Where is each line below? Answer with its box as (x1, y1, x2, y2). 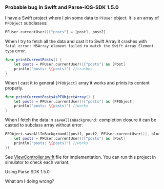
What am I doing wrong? (5, 178, 55, 184)
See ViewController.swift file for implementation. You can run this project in (5, 154, 156, 160)
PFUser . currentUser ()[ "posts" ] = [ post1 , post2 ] (5, 30, 106, 35)
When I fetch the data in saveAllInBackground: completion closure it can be (5, 117, 157, 123)
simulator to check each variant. (5, 159, 70, 165)
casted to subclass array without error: (5, 122, 83, 128)
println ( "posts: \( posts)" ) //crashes (14, 66, 93, 71)
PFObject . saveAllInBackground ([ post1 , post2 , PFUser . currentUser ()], (5, 131, 150, 137)
